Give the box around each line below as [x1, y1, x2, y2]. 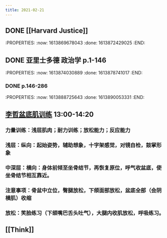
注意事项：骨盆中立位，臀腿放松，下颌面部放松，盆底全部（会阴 [5, 187, 162, 194]
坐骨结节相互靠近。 [5, 172, 52, 179]
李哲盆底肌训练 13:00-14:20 [5, 110, 94, 119]
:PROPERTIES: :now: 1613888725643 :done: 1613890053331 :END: [5, 94, 145, 100]
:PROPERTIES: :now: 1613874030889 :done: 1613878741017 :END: [5, 70, 143, 76]
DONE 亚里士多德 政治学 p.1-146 [5, 56, 107, 64]
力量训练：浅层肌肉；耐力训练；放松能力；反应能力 [5, 126, 131, 134]
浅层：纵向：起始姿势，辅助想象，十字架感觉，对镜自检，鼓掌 [5, 141, 157, 148]
